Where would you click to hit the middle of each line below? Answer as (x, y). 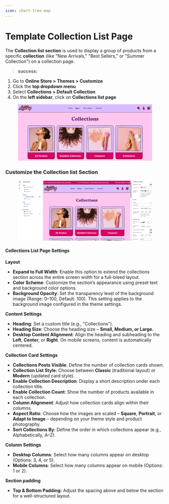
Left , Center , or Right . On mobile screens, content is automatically (82, 340)
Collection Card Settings (32, 355)
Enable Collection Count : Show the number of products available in (83, 392)
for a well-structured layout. (41, 496)
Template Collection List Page (69, 36)
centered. (23, 345)
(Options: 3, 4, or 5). (34, 460)
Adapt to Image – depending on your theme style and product (77, 419)
